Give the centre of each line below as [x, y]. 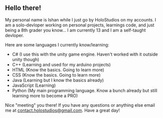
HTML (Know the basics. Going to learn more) [58, 70]
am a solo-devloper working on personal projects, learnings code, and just [80, 25]
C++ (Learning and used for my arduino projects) [61, 64]
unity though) [26, 59]
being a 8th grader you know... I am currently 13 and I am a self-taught [75, 30]
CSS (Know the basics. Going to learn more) [56, 75]
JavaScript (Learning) [34, 85]
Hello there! [23, 8]
